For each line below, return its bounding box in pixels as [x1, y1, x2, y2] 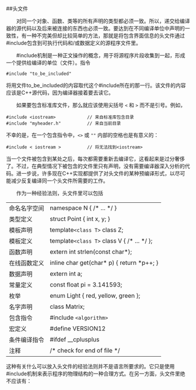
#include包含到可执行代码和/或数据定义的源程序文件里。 [6, 40, 141, 46]
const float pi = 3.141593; [50, 281, 123, 288]
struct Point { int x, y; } [50, 215, 111, 223]
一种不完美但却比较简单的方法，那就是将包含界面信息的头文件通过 [26, 32, 185, 39]
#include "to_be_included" [6, 71, 72, 77]
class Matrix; [50, 303, 85, 310]
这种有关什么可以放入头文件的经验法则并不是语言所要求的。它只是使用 [6, 363, 175, 370]
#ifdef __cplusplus [50, 336, 100, 343]
